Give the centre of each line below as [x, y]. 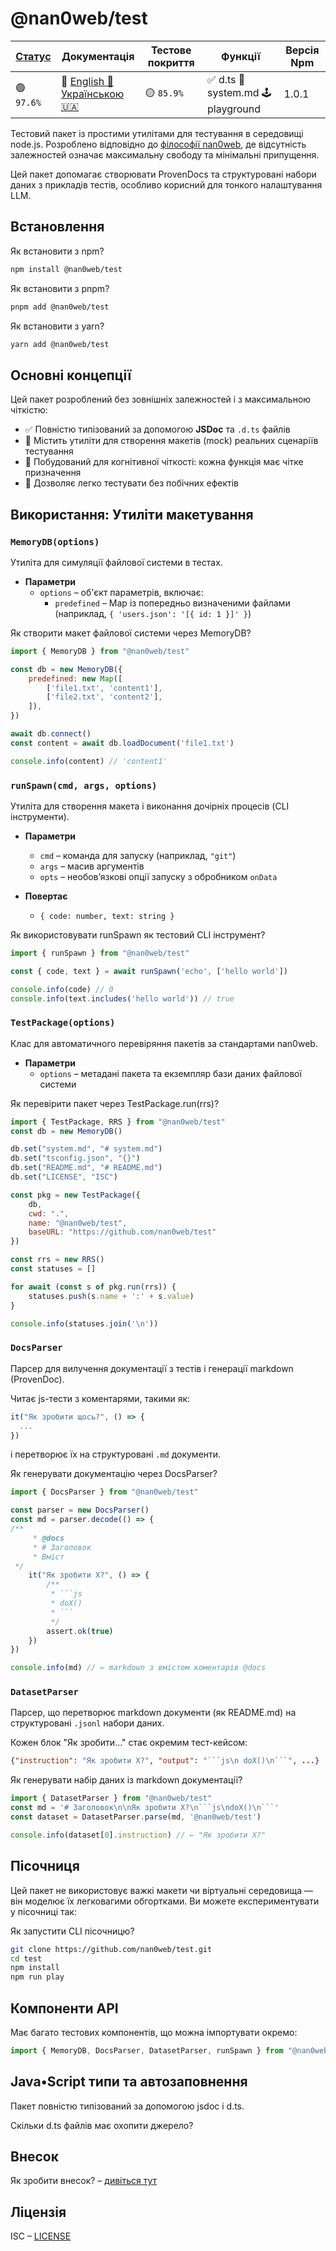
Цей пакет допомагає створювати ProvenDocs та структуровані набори [163, 174]
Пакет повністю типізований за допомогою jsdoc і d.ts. [127, 2106]
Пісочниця [45, 1866]
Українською [92, 94]
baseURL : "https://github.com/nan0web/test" [122, 1232]
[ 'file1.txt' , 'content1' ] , [104, 688]
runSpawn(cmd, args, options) [84, 785]
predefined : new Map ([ [75, 678]
